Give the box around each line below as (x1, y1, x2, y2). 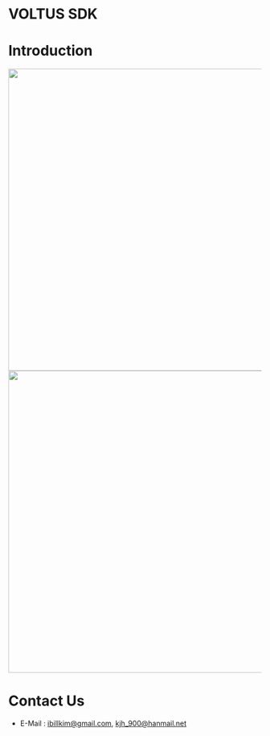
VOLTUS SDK (8, 5, 98, 23)
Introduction (8, 42, 93, 60)
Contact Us (8, 692, 85, 710)
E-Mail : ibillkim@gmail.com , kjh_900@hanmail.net (19, 718, 187, 729)
